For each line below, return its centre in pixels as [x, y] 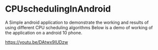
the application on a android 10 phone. [44, 33]
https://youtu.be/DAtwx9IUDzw [37, 42]
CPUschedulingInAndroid [58, 9]
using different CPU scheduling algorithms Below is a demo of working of [79, 27]
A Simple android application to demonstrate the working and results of [77, 22]
